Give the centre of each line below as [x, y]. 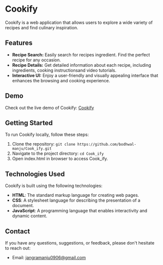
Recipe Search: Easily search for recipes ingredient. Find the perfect [81, 55]
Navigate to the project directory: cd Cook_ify [58, 153]
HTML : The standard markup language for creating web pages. [76, 195]
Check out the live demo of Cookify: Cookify [50, 108]
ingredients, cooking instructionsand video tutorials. [64, 70]
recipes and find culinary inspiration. [42, 27]
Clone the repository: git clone [44, 144]
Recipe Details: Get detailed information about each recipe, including [81, 65]
